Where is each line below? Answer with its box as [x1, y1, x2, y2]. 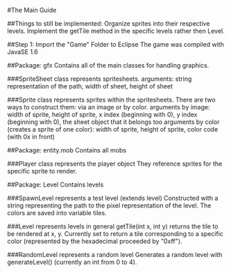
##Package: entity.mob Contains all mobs [7, 146, 127, 154]
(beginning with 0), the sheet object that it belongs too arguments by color [7, 118, 220, 126]
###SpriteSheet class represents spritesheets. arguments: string [7, 75, 192, 83]
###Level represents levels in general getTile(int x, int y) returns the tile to [7, 222, 219, 231]
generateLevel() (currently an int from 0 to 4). [7, 258, 137, 266]
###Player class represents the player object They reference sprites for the [7, 159, 223, 168]
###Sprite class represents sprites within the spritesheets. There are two [7, 95, 216, 104]
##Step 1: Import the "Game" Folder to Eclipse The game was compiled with [7, 40, 224, 48]
